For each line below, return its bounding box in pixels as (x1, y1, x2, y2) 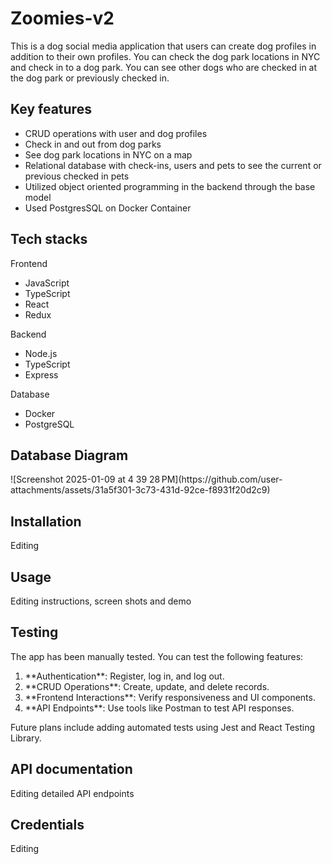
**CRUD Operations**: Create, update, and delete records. (24, 680, 270, 692)
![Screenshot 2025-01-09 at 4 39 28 (10, 473, 161, 486)
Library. (10, 732, 42, 744)
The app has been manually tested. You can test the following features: (10, 650, 304, 662)
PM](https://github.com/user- (161, 473, 283, 486)
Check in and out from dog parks (24, 138, 162, 150)
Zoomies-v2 (10, 7, 115, 30)
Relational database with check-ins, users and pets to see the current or (24, 159, 322, 171)
